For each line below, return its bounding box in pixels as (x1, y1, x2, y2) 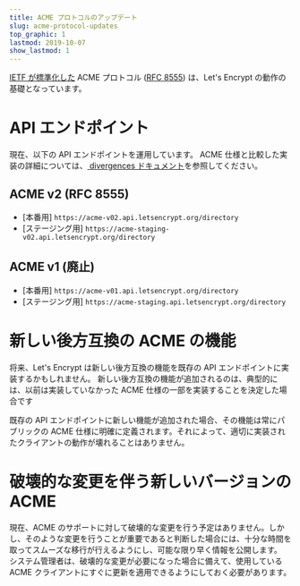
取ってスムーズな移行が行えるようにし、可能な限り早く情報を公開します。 (9, 544, 282, 555)
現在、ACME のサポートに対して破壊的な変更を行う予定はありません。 (9, 522, 270, 532)
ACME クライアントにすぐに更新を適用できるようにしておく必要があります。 (9, 566, 292, 577)
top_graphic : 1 (9, 30, 66, 38)
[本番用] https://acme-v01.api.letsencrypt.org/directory (21, 285, 239, 295)
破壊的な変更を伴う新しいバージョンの (9, 471, 292, 492)
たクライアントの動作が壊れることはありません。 (9, 437, 190, 447)
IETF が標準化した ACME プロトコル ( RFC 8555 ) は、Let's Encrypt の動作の (9, 72, 287, 83)
